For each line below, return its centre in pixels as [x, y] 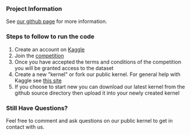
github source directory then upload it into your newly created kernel [97, 93]
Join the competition [39, 56]
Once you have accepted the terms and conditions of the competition [98, 62]
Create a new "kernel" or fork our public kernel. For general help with [97, 74]
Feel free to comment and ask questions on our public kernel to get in [89, 120]
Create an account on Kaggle [49, 49]
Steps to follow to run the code [50, 37]
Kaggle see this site [38, 80]
